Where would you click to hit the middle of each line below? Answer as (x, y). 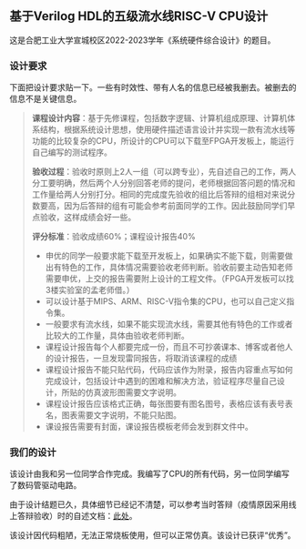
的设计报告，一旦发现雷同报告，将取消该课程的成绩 (141, 359)
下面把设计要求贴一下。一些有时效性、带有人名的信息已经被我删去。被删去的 (153, 87)
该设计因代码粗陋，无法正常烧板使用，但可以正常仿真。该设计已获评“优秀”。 (153, 535)
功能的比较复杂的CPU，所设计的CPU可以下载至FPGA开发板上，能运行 (163, 141)
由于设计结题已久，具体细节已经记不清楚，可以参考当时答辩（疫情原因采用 (149, 504)
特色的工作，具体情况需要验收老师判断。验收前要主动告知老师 (177, 268)
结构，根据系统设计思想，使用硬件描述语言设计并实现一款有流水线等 (168, 129)
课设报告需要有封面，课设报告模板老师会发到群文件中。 (149, 427)
